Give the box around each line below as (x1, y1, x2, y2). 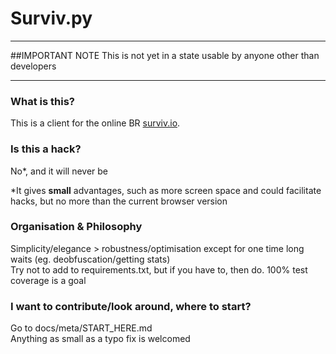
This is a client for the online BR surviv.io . (10, 117, 181, 129)
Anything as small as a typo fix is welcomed (10, 333, 191, 345)
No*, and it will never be (10, 165, 108, 177)
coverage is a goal (10, 274, 87, 286)
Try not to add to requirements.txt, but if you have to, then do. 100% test (10, 263, 308, 276)
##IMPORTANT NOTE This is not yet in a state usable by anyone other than (10, 49, 320, 61)
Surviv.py (10, 7, 93, 30)
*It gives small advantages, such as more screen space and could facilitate (10, 184, 322, 196)
